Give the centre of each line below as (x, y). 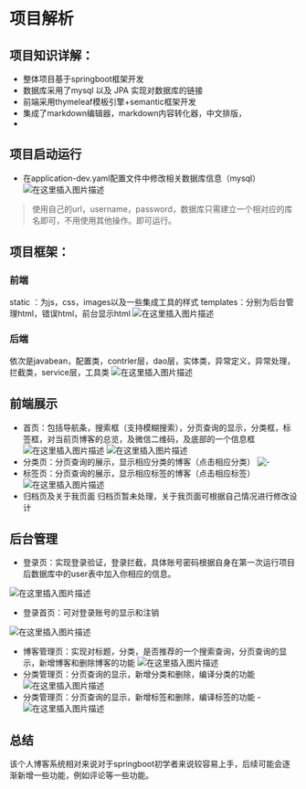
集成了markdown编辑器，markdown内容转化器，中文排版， (134, 113)
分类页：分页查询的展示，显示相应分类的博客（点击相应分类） (139, 461)
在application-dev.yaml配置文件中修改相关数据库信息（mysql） (141, 178)
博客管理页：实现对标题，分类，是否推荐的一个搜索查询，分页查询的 (151, 652)
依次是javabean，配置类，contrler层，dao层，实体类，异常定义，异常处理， (153, 361)
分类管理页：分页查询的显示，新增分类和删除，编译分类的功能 (139, 674)
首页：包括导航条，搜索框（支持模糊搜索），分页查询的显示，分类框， (153, 427)
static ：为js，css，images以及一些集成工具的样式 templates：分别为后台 (148, 301)
